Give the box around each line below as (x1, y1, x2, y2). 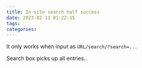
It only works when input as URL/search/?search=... (6, 43, 138, 50)
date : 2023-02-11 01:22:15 (6, 15, 75, 21)
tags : (6, 20, 20, 26)
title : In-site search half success (6, 9, 100, 15)
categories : (6, 26, 37, 32)
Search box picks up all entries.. (6, 55, 88, 62)
